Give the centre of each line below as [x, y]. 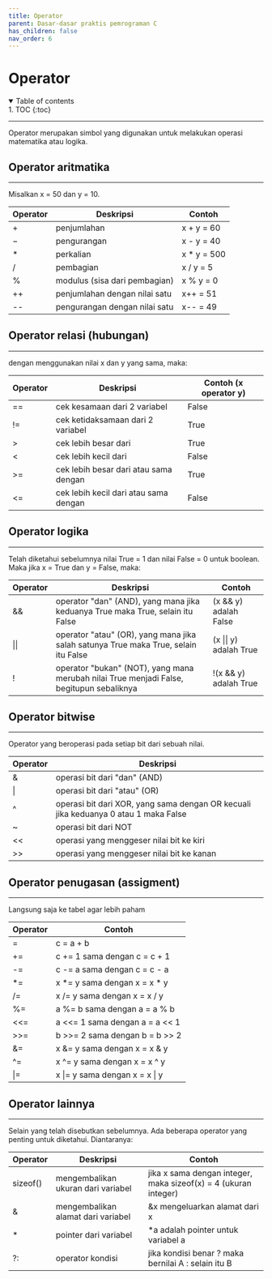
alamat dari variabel [93, 1217]
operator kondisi [87, 1259]
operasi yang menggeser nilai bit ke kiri [130, 841]
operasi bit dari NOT [94, 828]
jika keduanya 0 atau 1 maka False [121, 814]
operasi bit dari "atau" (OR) [107, 791]
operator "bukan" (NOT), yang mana [125, 668]
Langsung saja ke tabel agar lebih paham [77, 909]
